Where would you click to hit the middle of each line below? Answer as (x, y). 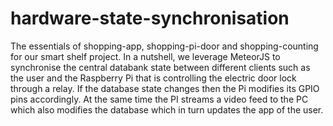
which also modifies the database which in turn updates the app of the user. (167, 109)
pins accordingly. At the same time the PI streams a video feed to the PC (159, 99)
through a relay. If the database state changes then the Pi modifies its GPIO (165, 88)
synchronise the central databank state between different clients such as (160, 67)
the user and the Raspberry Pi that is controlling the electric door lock (153, 78)
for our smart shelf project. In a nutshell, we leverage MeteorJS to (145, 56)
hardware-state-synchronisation (150, 18)
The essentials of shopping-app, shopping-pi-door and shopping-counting (164, 46)
